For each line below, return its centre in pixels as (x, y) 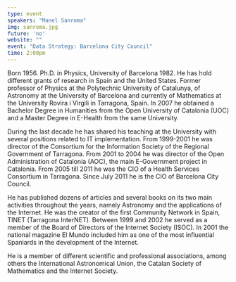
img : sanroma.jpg (33, 27)
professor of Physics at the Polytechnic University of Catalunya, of (104, 88)
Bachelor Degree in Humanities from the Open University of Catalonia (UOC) (118, 110)
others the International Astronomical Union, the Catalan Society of (105, 263)
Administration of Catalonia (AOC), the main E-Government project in (107, 161)
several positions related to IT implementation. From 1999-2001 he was (110, 139)
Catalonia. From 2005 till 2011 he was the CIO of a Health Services (103, 169)
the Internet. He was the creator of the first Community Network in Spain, (114, 212)
